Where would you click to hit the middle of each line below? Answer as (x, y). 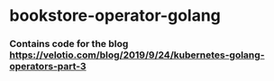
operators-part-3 (48, 67)
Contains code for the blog (69, 44)
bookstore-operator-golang (115, 16)
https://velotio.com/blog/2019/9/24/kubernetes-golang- (137, 55)
